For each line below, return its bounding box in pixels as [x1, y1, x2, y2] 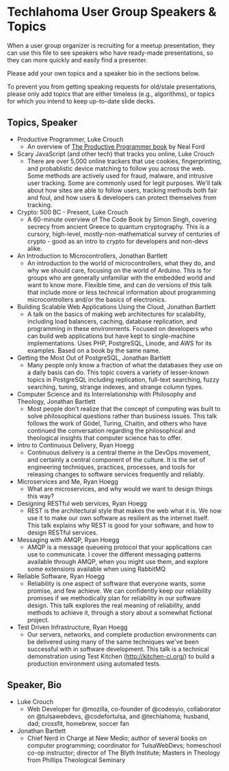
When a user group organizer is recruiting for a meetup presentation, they [7, 41, 215, 49]
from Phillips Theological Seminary [27, 755, 126, 764]
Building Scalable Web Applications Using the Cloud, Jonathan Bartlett [16, 302, 216, 310]
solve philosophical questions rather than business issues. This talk [27, 412, 217, 420]
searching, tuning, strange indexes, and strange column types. [27, 382, 204, 391]
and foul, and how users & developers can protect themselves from [27, 193, 217, 201]
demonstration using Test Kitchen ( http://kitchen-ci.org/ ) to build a [27, 652, 215, 660]
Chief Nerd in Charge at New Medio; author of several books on [27, 734, 207, 742]
